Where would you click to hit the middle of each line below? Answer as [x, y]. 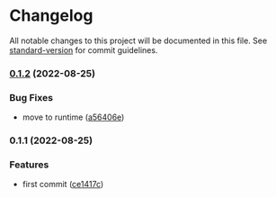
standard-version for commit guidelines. [84, 49]
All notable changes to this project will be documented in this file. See [138, 40]
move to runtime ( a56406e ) [73, 117]
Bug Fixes [31, 97]
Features [29, 165]
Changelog [51, 16]
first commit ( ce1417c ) [63, 184]
